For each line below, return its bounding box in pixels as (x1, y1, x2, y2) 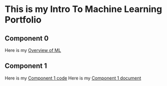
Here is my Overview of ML (5, 47, 61, 53)
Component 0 (5, 34, 49, 42)
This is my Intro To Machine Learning (5, 3, 162, 15)
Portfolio (5, 14, 42, 25)
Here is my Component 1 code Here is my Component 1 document (5, 75, 141, 81)
